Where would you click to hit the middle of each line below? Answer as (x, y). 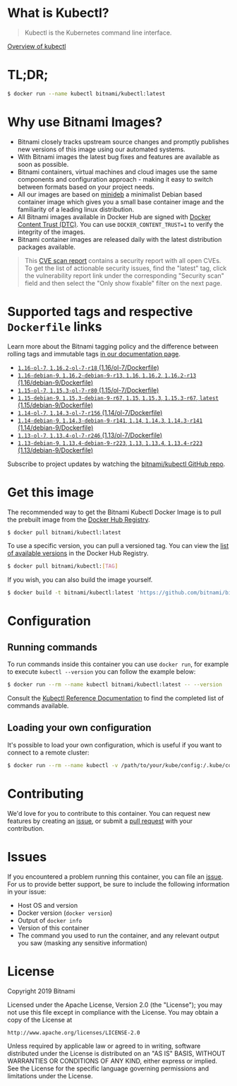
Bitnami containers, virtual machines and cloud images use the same (117, 172)
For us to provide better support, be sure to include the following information (119, 884)
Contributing (45, 794)
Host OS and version (48, 905)
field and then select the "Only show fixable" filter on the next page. (123, 283)
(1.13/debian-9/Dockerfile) (55, 450)
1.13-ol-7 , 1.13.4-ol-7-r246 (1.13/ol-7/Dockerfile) (90, 435)
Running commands (52, 647)
